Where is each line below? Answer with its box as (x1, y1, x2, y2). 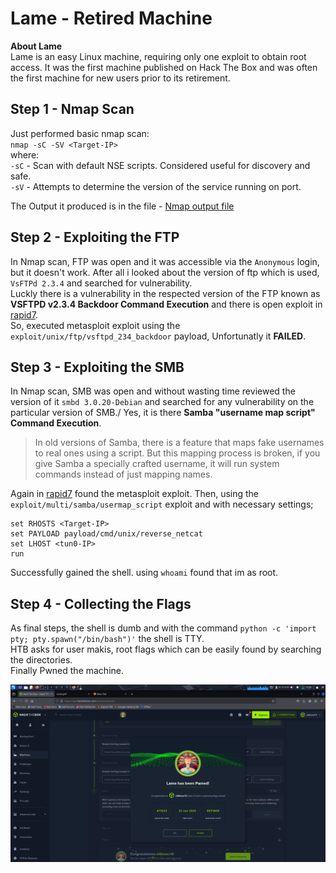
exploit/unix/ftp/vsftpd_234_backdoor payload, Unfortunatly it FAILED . (10, 330, 307, 342)
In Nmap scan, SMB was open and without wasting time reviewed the (10, 385, 296, 397)
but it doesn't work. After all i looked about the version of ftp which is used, (10, 266, 320, 278)
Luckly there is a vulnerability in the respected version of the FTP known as (10, 287, 321, 299)
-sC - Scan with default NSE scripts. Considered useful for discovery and (10, 159, 311, 171)
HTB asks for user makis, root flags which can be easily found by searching (10, 643, 322, 656)
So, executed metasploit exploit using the (10, 319, 181, 331)
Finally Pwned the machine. (10, 665, 125, 677)
